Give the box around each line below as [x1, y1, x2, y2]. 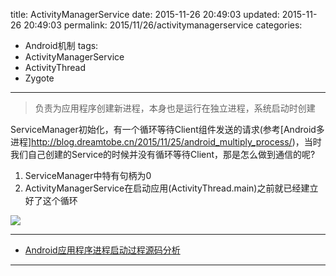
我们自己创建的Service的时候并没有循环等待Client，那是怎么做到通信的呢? [10, 149, 316, 160]
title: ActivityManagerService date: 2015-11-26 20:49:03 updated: [10, 9, 280, 20]
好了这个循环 [24, 195, 78, 206]
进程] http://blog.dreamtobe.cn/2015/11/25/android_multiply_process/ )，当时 [10, 136, 322, 148]
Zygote [24, 72, 55, 84]
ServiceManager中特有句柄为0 [24, 170, 152, 181]
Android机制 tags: [24, 40, 99, 51]
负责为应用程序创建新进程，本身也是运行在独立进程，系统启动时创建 [34, 102, 316, 114]
